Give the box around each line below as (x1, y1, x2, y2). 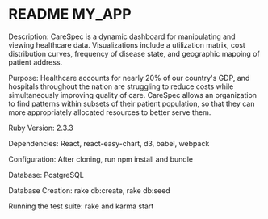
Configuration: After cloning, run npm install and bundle (8, 154, 194, 164)
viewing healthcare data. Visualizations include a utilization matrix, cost (8, 40, 246, 49)
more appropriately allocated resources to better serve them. (8, 107, 211, 117)
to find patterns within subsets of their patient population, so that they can (8, 99, 255, 108)
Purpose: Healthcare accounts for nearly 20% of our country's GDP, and (8, 73, 250, 82)
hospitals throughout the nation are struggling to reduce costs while (8, 82, 234, 91)
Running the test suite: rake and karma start (8, 201, 154, 211)
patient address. (8, 57, 63, 67)
